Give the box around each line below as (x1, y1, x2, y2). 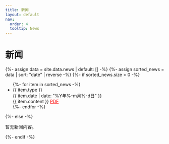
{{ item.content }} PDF (12, 99, 59, 105)
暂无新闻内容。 (5, 124, 36, 130)
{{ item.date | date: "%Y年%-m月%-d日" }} (12, 93, 102, 99)
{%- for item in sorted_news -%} (12, 82, 81, 88)
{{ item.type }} (12, 87, 43, 93)
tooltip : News (10, 26, 39, 31)
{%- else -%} (5, 114, 33, 120)
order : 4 (10, 21, 28, 27)
